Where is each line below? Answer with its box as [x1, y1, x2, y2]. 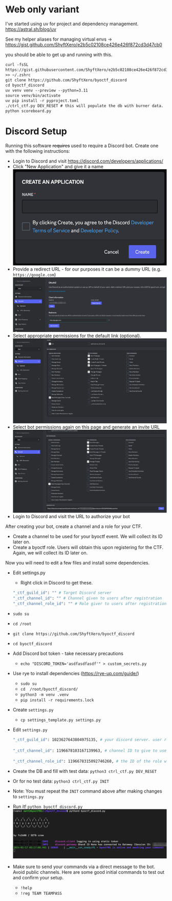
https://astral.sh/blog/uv [5, 26, 56, 32]
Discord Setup [5, 126, 68, 137]
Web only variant [5, 4, 79, 15]
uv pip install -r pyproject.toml [5, 98, 79, 103]
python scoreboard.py [5, 108, 52, 114]
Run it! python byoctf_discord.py [12, 804, 83, 810]
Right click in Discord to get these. [20, 580, 93, 586]
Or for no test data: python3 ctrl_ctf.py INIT [12, 778, 109, 784]
